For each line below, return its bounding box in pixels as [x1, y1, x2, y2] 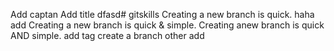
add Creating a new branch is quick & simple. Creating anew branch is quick [10, 19, 325, 31]
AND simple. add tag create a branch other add [10, 30, 205, 41]
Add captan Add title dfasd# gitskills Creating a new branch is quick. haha [10, 9, 315, 20]
